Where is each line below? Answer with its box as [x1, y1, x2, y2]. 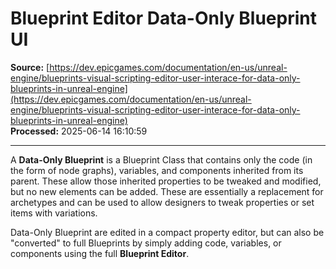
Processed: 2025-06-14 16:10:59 [10, 125, 148, 137]
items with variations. [10, 207, 98, 219]
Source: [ [10, 61, 50, 73]
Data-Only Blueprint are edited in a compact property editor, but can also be [10, 226, 325, 238]
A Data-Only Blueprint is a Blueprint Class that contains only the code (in [10, 153, 313, 166]
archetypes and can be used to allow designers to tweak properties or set [10, 196, 315, 208]
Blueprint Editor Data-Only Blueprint [10, 7, 317, 30]
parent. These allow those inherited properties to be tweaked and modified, [10, 175, 322, 187]
